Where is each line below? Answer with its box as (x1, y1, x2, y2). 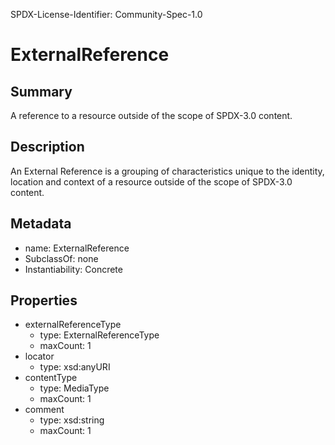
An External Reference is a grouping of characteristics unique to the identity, (10, 165, 325, 177)
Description (10, 139, 85, 156)
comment (24, 404, 65, 416)
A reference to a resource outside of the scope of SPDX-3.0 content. (10, 110, 293, 121)
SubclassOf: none (24, 252, 99, 264)
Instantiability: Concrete (24, 263, 123, 275)
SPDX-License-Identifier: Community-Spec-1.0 (10, 9, 203, 20)
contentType (24, 372, 78, 384)
